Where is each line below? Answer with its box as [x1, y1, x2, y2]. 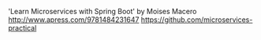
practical [8, 24, 37, 32]
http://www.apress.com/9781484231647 [8, 15, 140, 24]
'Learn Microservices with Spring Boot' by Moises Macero [8, 7, 197, 16]
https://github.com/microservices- [140, 15, 253, 24]
